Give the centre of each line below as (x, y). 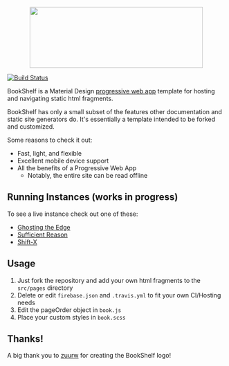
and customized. (31, 127)
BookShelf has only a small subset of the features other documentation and (115, 112)
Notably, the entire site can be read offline (88, 175)
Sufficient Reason (42, 235)
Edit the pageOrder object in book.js (69, 310)
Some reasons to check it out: (50, 140)
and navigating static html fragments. (60, 98)
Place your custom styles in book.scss (71, 317)
